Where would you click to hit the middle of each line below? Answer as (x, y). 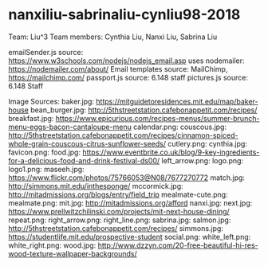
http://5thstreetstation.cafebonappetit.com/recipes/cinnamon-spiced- (123, 135)
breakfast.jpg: (31, 118)
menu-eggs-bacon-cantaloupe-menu (70, 127)
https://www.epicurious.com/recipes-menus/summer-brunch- (158, 118)
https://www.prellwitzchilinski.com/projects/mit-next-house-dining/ (119, 211)
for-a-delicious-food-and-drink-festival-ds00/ (84, 160)
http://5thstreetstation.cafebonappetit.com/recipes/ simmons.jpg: (116, 228)
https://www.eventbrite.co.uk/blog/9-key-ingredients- (171, 152)
